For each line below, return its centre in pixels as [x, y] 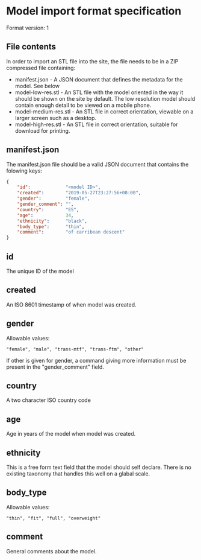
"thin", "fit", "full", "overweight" [54, 518]
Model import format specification [94, 11]
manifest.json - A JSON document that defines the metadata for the [99, 79]
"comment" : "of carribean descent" [71, 232]
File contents [31, 47]
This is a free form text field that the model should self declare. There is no [99, 467]
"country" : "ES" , [48, 209]
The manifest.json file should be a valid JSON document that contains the [97, 164]
